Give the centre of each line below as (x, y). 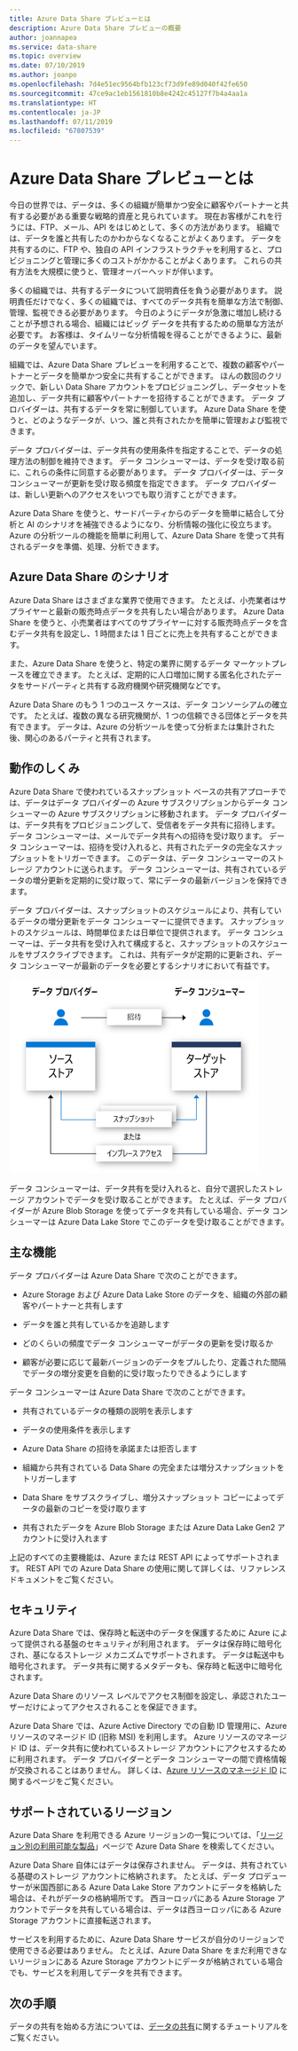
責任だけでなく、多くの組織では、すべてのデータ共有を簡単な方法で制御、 (152, 302)
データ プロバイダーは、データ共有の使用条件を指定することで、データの (142, 450)
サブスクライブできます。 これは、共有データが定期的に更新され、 (146, 955)
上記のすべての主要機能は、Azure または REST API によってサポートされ (141, 1557)
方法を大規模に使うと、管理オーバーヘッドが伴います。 (117, 271)
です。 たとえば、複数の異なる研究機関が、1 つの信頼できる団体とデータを (145, 715)
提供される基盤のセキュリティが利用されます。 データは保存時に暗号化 (153, 1644)
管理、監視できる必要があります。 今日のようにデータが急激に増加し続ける (146, 313)
